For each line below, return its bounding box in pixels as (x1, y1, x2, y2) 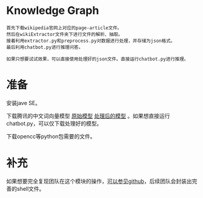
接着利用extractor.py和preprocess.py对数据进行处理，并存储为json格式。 (6, 38, 176, 44)
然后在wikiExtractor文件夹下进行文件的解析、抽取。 (6, 31, 123, 37)
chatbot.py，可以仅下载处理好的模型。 (6, 120, 102, 127)
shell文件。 (16, 185, 45, 192)
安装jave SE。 (6, 99, 41, 106)
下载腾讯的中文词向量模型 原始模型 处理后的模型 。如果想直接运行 (6, 112, 170, 119)
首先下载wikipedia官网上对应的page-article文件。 (6, 25, 122, 31)
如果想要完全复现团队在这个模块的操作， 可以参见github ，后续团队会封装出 (6, 177, 192, 185)
